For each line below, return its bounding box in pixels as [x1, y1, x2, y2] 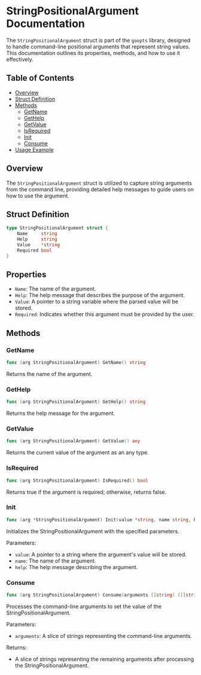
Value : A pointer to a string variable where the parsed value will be [14, 298, 178, 306]
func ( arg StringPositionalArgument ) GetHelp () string [6, 399, 146, 405]
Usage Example [14, 146, 54, 153]
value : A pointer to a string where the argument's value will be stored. [14, 551, 187, 558]
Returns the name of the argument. [6, 371, 93, 377]
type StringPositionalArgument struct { [6, 225, 109, 231]
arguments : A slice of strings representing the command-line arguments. [14, 632, 193, 639]
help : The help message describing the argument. [14, 563, 138, 570]
